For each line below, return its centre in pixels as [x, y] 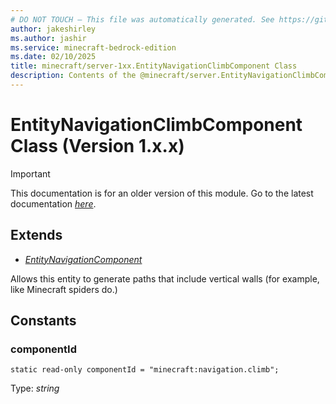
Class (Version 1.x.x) [97, 146]
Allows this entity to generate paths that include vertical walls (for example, [165, 278]
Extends [36, 235]
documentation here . [53, 203]
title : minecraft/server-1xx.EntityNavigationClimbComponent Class [154, 66]
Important [30, 173]
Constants [43, 321]
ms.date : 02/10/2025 [53, 57]
